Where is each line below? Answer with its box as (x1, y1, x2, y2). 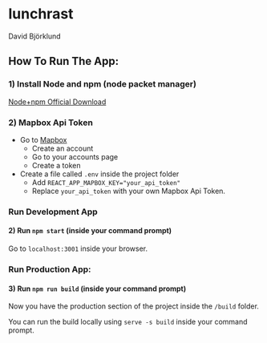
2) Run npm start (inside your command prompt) (8, 226, 172, 236)
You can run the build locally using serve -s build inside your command (8, 317, 248, 327)
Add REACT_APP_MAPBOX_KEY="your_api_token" (31, 177, 181, 187)
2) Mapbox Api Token (8, 117, 94, 128)
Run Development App (8, 206, 98, 217)
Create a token (31, 160, 82, 170)
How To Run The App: (8, 54, 119, 68)
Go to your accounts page (31, 151, 119, 161)
